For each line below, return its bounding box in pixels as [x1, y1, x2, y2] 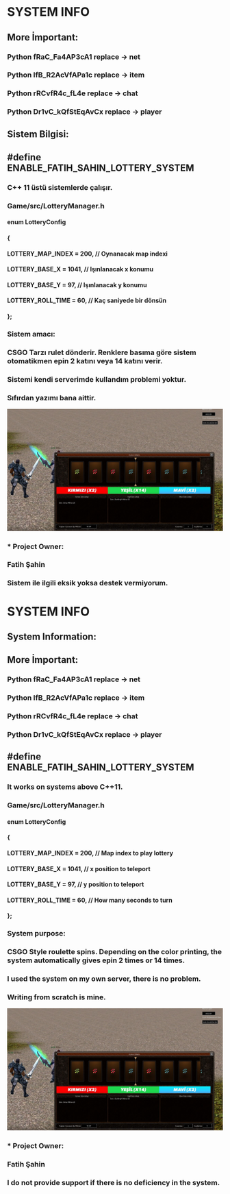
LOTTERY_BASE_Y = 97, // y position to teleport [7, 880, 144, 888]
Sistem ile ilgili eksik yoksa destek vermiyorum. [7, 578, 168, 588]
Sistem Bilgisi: [7, 128, 70, 140]
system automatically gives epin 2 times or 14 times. [7, 955, 186, 965]
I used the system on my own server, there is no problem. [7, 974, 201, 984]
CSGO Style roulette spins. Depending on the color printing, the [7, 947, 222, 957]
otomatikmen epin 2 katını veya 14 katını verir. [7, 356, 163, 365]
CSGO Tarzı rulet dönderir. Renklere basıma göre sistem [7, 348, 196, 357]
